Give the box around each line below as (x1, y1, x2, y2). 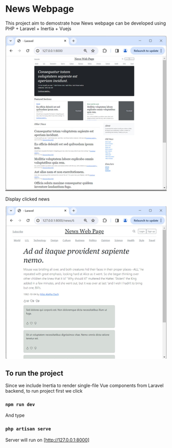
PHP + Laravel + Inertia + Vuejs (5, 25, 72, 31)
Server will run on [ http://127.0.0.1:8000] (5, 437, 90, 443)
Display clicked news (5, 196, 50, 202)
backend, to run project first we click (5, 388, 83, 394)
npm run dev (5, 401, 35, 408)
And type (5, 412, 25, 418)
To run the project (5, 369, 63, 377)
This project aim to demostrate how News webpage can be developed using (5, 20, 166, 26)
